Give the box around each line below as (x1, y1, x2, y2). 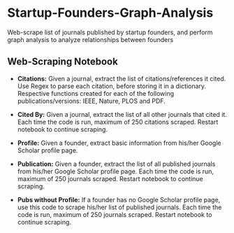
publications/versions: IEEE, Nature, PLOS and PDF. (17, 97, 166, 105)
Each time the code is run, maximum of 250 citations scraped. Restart (17, 118, 219, 126)
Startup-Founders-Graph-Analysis (7, 5, 214, 21)
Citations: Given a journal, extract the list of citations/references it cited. (17, 74, 226, 83)
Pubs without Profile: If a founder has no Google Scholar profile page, (17, 195, 221, 204)
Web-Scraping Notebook (7, 56, 119, 68)
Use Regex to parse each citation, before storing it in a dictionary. (17, 82, 207, 90)
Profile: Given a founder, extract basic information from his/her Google (17, 139, 221, 147)
